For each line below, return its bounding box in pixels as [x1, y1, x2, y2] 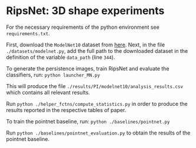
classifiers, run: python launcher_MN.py [6, 71, 100, 78]
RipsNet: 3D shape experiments [6, 4, 165, 18]
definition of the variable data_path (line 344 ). [6, 53, 115, 60]
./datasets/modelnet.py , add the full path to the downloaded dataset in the [6, 47, 188, 54]
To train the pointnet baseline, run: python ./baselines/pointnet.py [6, 117, 170, 125]
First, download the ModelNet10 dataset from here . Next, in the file [6, 41, 165, 48]
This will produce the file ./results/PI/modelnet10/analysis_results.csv [6, 82, 184, 89]
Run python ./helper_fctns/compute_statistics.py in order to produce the [6, 100, 188, 107]
